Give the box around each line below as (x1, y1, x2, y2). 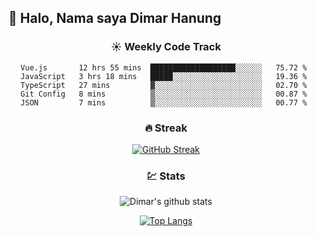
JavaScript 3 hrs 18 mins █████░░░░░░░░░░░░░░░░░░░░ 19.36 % (20, 71, 308, 81)
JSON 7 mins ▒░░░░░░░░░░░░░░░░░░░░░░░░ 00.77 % (20, 97, 308, 108)
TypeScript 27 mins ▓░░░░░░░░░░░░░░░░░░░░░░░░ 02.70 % (20, 80, 308, 90)
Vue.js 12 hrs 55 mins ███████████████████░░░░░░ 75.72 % (20, 62, 308, 73)
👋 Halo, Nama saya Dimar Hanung (8, 10, 222, 27)
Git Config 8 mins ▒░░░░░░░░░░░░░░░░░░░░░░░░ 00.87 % (20, 89, 308, 99)
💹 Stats (146, 169, 186, 183)
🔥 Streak (144, 121, 188, 135)
